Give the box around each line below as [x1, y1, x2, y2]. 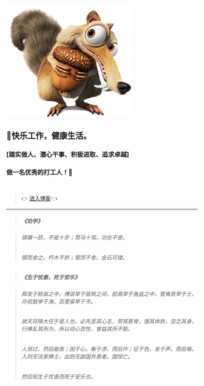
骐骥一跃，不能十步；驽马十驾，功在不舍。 [21, 234, 128, 241]
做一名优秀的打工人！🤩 [6, 168, 73, 177]
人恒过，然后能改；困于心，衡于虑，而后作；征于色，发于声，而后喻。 [21, 345, 197, 353]
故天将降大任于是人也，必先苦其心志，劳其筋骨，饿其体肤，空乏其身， [21, 317, 197, 325]
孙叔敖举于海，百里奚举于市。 [21, 297, 96, 305]
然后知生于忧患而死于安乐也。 [21, 373, 96, 380]
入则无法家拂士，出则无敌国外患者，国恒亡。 [21, 353, 134, 360]
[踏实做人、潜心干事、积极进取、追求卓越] [6, 150, 129, 158]
